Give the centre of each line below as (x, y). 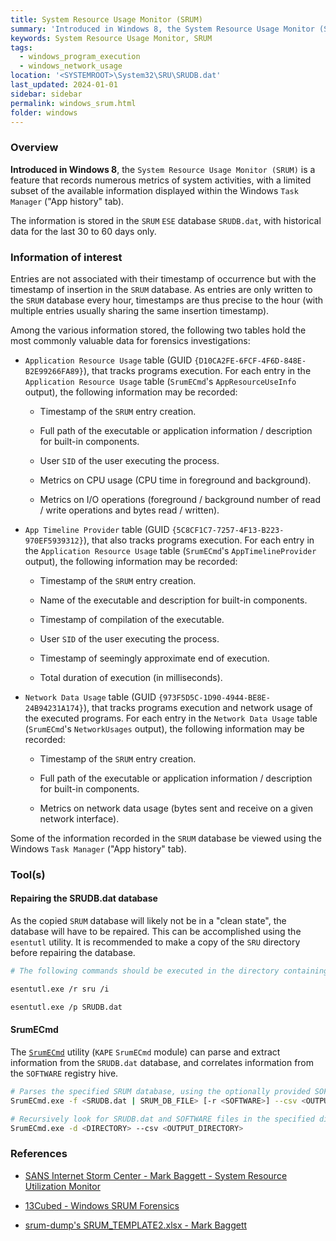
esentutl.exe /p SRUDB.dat (66, 1007)
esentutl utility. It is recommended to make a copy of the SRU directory (155, 942)
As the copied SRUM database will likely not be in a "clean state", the (148, 921)
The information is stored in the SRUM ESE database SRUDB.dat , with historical (166, 220)
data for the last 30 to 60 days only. (83, 231)
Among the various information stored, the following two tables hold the (158, 330)
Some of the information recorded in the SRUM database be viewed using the (166, 838)
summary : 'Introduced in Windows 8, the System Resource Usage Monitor (162, 29)
